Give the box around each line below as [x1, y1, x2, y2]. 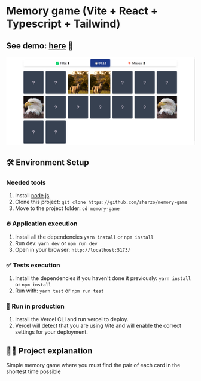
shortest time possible [6, 368, 61, 375]
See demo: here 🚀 [6, 41, 74, 51]
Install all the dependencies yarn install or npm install [14, 233, 154, 240]
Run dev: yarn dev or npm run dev [14, 239, 98, 246]
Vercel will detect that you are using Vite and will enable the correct [14, 322, 181, 330]
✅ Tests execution [6, 261, 60, 269]
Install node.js [14, 192, 50, 199]
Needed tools [6, 178, 46, 187]
